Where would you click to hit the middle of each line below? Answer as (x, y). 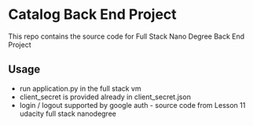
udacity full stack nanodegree (68, 113)
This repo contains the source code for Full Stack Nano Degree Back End (126, 36)
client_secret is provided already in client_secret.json (105, 97)
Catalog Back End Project (92, 15)
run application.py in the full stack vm (80, 88)
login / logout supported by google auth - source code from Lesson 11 (132, 105)
